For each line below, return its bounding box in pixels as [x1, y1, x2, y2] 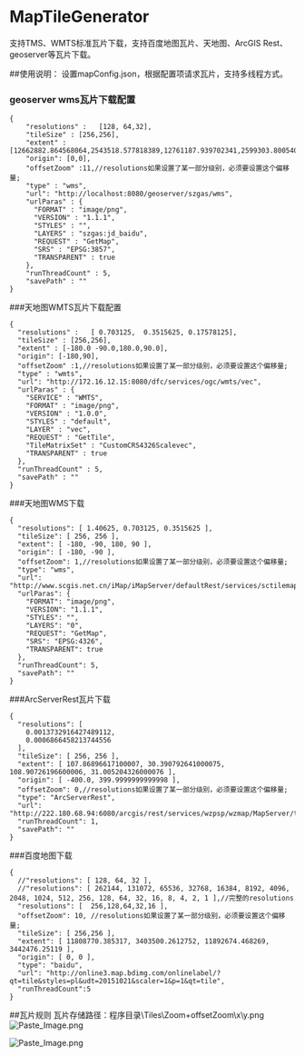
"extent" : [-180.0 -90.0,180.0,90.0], [17, 344, 169, 354]
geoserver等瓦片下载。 [9, 48, 96, 60]
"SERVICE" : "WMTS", [25, 394, 103, 403]
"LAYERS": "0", [25, 621, 84, 631]
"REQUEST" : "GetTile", [25, 434, 116, 443]
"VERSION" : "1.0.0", [25, 409, 107, 419]
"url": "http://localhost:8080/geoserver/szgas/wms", [25, 189, 233, 199]
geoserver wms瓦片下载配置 [9, 93, 136, 105]
